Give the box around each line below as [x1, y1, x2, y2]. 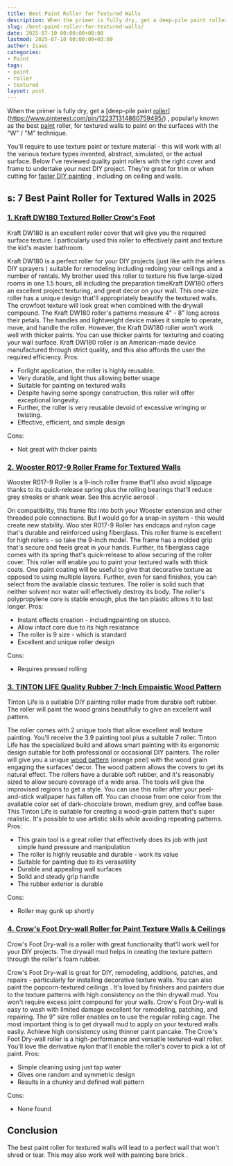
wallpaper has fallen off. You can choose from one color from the [35, 793, 222, 801]
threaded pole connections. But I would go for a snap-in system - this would [7, 514, 225, 522]
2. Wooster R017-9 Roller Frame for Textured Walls [7, 462, 182, 472]
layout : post [7, 88, 45, 95]
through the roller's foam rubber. [7, 955, 101, 963]
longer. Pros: [7, 602, 44, 611]
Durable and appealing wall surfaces [17, 865, 123, 873]
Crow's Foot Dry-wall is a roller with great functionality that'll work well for [7, 939, 219, 949]
